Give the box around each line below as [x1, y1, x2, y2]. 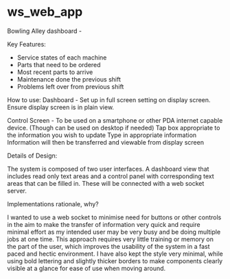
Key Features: [7, 40, 46, 48]
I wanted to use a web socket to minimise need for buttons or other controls [7, 213, 222, 221]
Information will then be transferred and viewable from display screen [7, 138, 205, 146]
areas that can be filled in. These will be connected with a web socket [7, 179, 205, 187]
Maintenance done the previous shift [16, 75, 122, 83]
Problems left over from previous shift [16, 82, 124, 90]
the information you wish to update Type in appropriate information [7, 131, 197, 139]
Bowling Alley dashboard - [7, 27, 82, 35]
